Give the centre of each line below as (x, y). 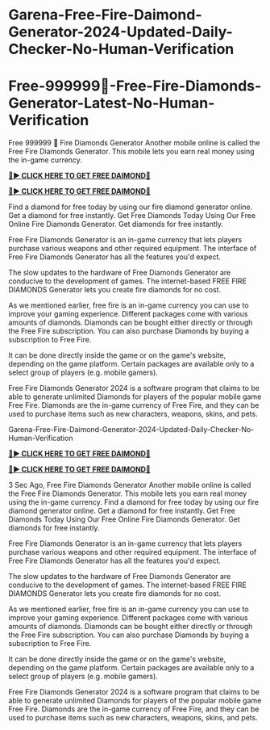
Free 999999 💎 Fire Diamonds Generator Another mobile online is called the (134, 143)
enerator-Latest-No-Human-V (112, 103)
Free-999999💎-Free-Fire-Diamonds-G (135, 86)
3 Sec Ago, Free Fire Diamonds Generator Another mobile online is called (130, 485)
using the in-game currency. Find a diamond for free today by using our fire (134, 502)
